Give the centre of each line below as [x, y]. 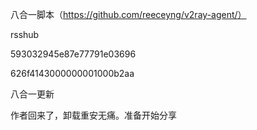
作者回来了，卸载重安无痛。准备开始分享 [93, 115]
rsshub [25, 34]
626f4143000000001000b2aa [72, 73]
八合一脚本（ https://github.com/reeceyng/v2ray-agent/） [128, 14]
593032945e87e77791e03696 [73, 54]
